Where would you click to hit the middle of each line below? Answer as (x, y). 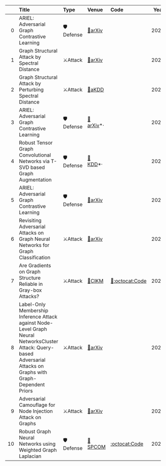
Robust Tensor (36, 143)
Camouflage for (37, 405)
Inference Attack (38, 317)
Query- (45, 348)
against (27, 323)
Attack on (30, 417)
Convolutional (35, 155)
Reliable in (31, 284)
